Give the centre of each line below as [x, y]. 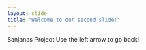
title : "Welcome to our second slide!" [64, 20]
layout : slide [27, 13]
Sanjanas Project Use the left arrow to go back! [73, 39]
